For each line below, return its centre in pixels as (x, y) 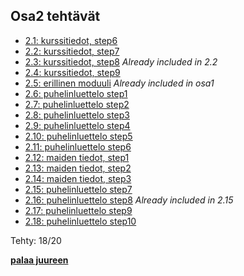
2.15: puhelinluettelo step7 (78, 189)
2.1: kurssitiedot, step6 (71, 40)
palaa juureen (39, 260)
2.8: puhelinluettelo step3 (77, 115)
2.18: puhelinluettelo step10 (80, 221)
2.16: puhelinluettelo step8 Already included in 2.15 (129, 200)
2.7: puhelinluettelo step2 (77, 104)
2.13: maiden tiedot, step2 (78, 168)
